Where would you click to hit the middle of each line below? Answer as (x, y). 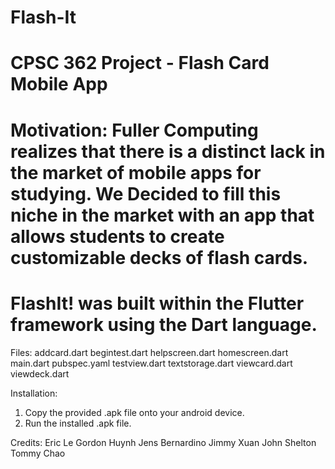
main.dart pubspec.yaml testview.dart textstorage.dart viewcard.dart (151, 363)
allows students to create (117, 236)
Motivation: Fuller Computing (134, 130)
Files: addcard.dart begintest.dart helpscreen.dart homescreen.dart (149, 352)
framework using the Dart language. (164, 324)
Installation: (34, 393)
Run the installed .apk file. (78, 423)
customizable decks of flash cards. (159, 257)
